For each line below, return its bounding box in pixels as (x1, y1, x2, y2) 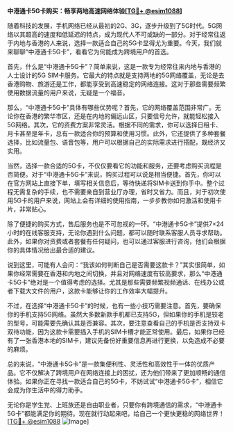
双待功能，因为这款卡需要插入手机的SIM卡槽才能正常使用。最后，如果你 (7, 328, 213, 336)
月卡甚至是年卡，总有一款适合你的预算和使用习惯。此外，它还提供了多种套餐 (7, 129, 226, 138)
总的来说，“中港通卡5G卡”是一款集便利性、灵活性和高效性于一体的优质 (7, 360, 209, 368)
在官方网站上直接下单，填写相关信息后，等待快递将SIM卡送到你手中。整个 (7, 179, 219, 187)
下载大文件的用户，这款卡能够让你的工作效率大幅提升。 (12, 287, 171, 295)
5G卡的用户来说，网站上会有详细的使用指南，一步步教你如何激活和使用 (12, 196, 216, 205)
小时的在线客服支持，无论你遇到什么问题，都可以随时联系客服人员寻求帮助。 (7, 229, 226, 237)
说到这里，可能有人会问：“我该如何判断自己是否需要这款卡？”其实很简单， (7, 261, 220, 269)
